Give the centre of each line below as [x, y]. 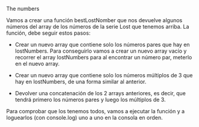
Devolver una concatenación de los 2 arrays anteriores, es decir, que [100, 93]
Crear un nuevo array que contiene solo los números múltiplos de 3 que [104, 75]
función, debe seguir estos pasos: [48, 33]
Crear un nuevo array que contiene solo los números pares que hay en [103, 45]
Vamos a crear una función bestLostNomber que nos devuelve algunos [94, 20]
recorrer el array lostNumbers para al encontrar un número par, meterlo [103, 57]
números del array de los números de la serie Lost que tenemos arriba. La [98, 27]
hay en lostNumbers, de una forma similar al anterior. [81, 81]
